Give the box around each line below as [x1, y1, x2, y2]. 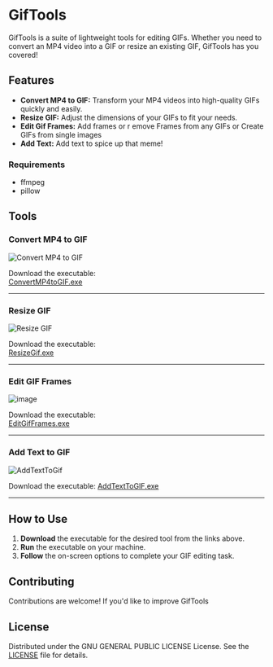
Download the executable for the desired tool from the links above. [19, 533, 245, 543]
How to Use [8, 512, 68, 526]
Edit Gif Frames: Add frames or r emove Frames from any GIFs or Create [19, 121, 264, 131]
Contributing [8, 574, 75, 588]
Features [8, 73, 54, 87]
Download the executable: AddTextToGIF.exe [8, 481, 159, 490]
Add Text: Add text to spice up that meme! [19, 138, 163, 148]
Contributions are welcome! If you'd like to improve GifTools [8, 596, 209, 606]
